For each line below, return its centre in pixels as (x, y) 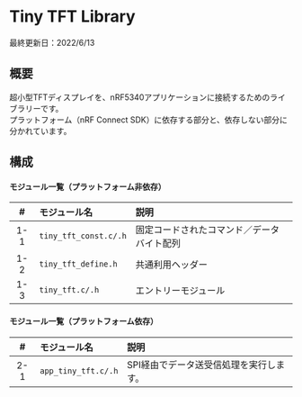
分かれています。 (40, 131)
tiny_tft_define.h (79, 264)
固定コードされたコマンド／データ (208, 230)
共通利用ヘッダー (172, 265)
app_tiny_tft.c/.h (79, 370)
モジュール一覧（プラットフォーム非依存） (88, 186)
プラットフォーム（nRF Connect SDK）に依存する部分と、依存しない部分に (148, 120)
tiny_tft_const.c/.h (83, 236)
